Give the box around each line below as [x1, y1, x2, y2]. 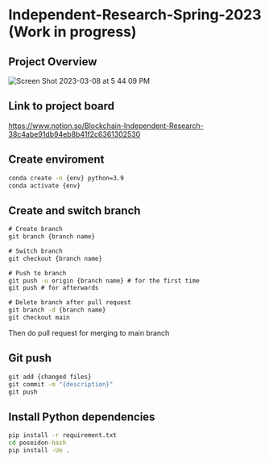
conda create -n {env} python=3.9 [8, 174, 125, 182]
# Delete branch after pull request [8, 299, 131, 307]
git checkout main [8, 314, 70, 322]
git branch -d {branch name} [8, 306, 106, 315]
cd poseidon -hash [8, 439, 67, 448]
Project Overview [8, 55, 97, 68]
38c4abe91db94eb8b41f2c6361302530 [8, 129, 141, 138]
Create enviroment [8, 153, 105, 167]
